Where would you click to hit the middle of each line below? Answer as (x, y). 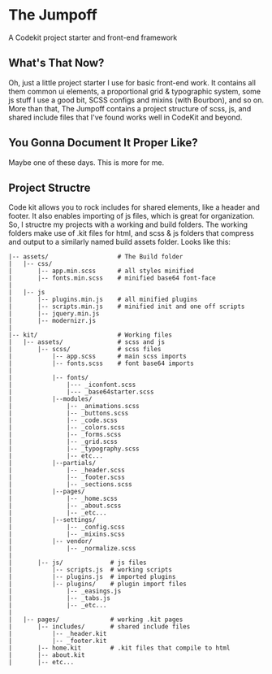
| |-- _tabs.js (60, 598)
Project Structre (50, 187)
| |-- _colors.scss (67, 428)
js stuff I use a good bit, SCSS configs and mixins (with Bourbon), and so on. (136, 100)
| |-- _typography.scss (74, 449)
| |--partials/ (52, 463)
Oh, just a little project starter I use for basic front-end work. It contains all (132, 82)
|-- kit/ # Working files (91, 335)
